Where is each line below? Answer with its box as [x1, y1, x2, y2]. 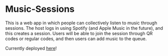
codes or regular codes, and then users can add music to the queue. [5, 36, 147, 42]
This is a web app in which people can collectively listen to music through [5, 20, 157, 26]
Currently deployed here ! [5, 45, 57, 51]
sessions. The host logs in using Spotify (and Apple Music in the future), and [5, 25, 163, 31]
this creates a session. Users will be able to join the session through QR [5, 30, 153, 36]
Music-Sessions [5, 3, 75, 15]
